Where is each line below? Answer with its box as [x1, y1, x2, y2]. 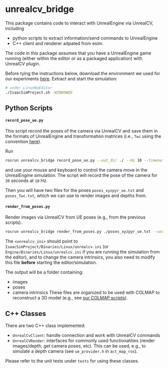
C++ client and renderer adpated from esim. [12, 40, 103, 46]
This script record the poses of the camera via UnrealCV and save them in [5, 128, 158, 134]
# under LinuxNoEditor [5, 85, 52, 90]
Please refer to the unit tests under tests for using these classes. [5, 358, 139, 364]
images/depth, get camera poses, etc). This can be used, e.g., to [12, 343, 146, 349]
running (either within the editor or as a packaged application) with [5, 55, 142, 61]
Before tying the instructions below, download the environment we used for [5, 70, 160, 76]
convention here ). [5, 138, 41, 144]
